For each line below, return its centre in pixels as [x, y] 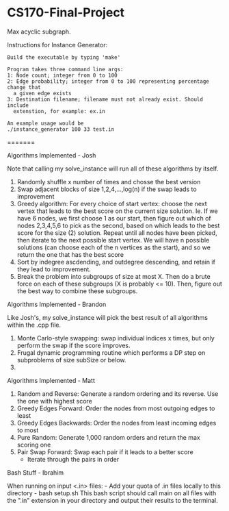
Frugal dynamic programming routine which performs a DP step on [111, 352]
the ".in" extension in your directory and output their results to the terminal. [113, 500]
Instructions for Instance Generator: [57, 45]
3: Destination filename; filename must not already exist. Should [105, 99]
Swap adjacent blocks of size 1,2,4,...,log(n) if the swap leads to [107, 189]
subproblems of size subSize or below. [71, 360]
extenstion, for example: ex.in [59, 111]
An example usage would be [45, 123]
